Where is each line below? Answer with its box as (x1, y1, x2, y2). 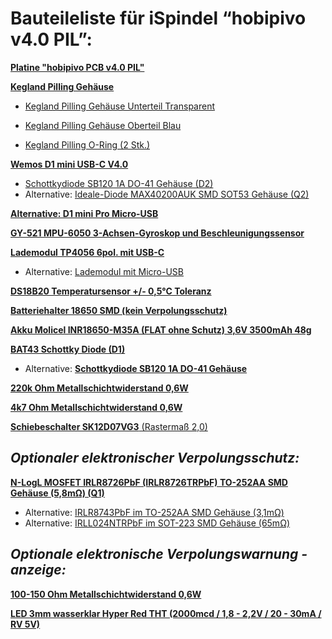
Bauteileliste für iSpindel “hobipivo (10, 7, 307, 30)
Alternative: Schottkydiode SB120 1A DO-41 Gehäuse (24, 362, 248, 374)
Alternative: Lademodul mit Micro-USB (24, 265, 184, 277)
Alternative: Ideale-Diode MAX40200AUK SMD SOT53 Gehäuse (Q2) (24, 188, 310, 200)
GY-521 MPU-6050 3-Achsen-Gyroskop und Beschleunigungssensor (10, 227, 305, 239)
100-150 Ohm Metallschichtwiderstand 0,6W (10, 588, 202, 600)
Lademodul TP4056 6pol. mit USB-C (10, 246, 165, 258)
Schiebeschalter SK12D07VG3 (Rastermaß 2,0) (10, 420, 208, 432)
